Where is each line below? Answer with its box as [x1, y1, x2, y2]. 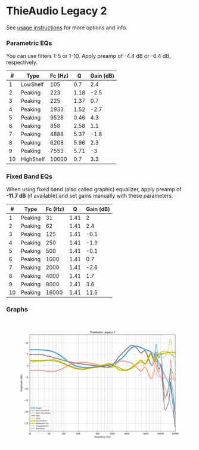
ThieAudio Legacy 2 [6, 4, 107, 18]
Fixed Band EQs [6, 172, 52, 180]
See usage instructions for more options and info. [6, 24, 128, 31]
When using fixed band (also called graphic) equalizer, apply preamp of [6, 186, 182, 193]
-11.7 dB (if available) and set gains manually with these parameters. [6, 192, 173, 200]
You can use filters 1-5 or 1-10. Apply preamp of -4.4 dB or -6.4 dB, [6, 53, 171, 60]
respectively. [6, 59, 38, 66]
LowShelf [20, 81, 44, 88]
